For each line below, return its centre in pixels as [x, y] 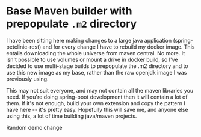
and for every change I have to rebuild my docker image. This [119, 47]
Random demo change [34, 127]
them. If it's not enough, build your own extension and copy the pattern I [96, 103]
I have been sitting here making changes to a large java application [89, 40]
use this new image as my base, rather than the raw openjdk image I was [97, 72]
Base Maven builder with [69, 11]
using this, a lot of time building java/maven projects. [72, 116]
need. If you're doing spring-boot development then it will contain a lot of [97, 97]
